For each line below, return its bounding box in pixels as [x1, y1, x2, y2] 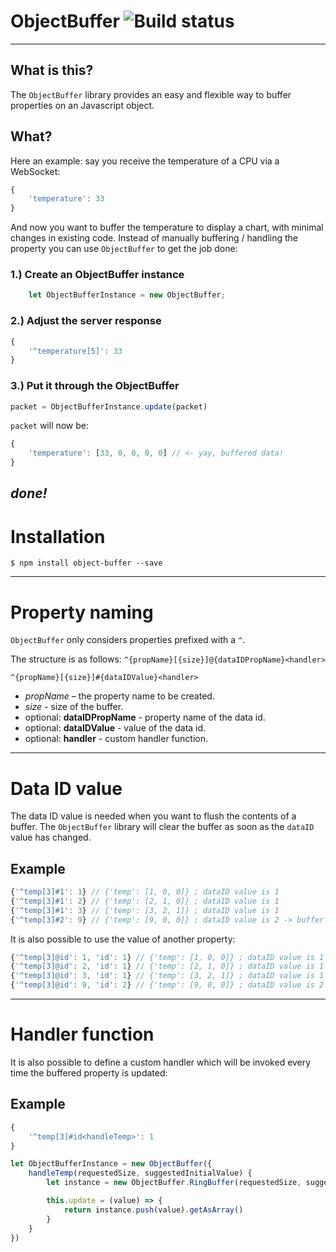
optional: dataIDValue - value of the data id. [24, 722, 207, 734]
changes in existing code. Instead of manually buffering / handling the [10, 232, 299, 244]
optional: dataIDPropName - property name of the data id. [24, 711, 266, 724]
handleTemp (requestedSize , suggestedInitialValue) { [28, 1168, 253, 1179]
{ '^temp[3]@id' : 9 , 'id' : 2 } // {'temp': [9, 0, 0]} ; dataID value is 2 [10, 980, 325, 990]
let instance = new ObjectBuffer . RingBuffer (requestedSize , [46, 1178, 302, 1188]
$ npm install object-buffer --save [10, 558, 163, 569]
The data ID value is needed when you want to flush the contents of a [10, 810, 297, 822]
